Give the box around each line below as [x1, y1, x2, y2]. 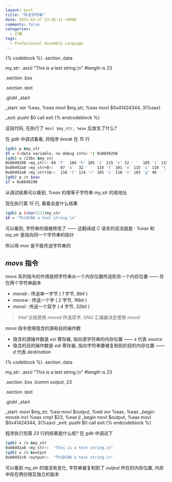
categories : [5, 27, 31, 32]
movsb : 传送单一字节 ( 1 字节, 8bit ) [12, 290, 88, 297]
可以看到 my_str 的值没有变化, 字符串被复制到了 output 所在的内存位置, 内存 [5, 465, 164, 471]
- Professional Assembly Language [10, 41, 83, 46]
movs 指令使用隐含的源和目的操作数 [5, 325, 81, 331]
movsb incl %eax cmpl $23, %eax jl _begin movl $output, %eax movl [5, 414, 152, 421]
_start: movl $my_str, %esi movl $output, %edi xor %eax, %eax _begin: [5, 409, 156, 415]
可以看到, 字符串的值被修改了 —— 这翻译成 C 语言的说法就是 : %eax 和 [5, 225, 155, 231]
